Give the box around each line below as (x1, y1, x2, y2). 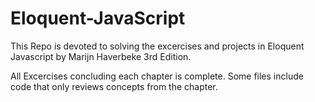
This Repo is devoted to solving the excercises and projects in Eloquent (10, 40, 305, 52)
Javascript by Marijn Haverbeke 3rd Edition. (10, 50, 192, 62)
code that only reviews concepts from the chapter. (10, 80, 218, 92)
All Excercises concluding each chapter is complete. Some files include (10, 70, 304, 82)
